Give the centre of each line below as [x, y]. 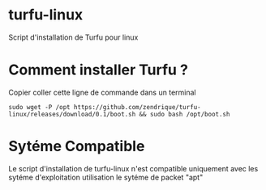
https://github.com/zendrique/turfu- [137, 107]
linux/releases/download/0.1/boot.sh [72, 114]
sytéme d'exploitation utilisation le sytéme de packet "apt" [106, 177]
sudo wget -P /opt [39, 107]
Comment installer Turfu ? [99, 70]
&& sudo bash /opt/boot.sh [184, 114]
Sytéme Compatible [77, 146]
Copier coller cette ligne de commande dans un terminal [102, 92]
